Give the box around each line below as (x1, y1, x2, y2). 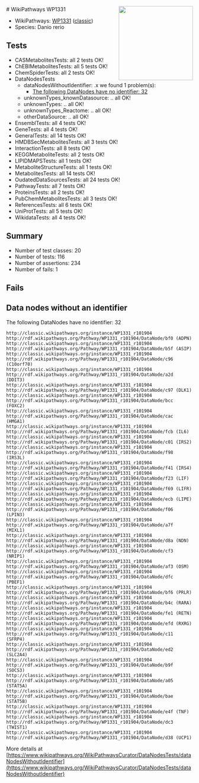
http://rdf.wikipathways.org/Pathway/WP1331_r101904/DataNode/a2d (6, 372, 174, 378)
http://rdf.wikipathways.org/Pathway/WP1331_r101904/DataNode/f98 (6, 449, 174, 455)
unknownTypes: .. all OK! (23, 100, 84, 107)
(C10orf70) (6, 361, 33, 367)
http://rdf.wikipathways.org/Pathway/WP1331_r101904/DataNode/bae (6, 693, 174, 699)
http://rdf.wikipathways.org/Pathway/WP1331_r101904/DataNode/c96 (6, 356, 174, 362)
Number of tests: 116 (14, 253, 65, 260)
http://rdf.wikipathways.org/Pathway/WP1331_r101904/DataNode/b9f (6, 662, 174, 668)
